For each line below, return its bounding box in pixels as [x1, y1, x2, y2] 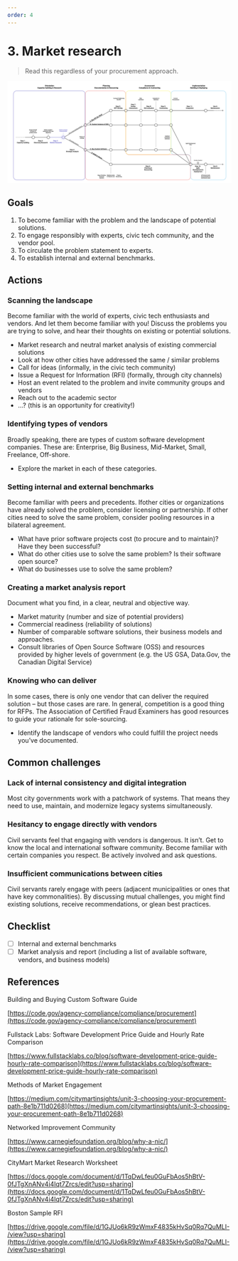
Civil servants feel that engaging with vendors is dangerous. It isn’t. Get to [7, 835, 224, 844]
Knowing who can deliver [7, 676, 97, 686]
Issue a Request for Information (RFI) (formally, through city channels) [17, 371, 222, 380]
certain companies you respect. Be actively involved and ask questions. [7, 851, 217, 859]
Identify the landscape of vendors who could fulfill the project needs [17, 728, 219, 737]
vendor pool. [17, 239, 55, 247]
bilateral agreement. [7, 520, 66, 530]
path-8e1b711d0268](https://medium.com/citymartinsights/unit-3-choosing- [7, 1102, 230, 1110]
